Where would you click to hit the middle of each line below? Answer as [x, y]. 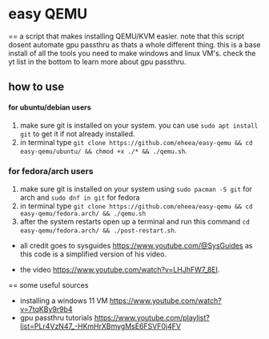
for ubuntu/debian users [50, 107]
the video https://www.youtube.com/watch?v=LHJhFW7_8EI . [120, 269]
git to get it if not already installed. [77, 134]
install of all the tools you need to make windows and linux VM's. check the [132, 53]
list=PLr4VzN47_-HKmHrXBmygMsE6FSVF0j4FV [100, 326]
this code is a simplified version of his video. [93, 254]
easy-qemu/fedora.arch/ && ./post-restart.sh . [98, 230]
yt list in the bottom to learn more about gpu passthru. [97, 62]
